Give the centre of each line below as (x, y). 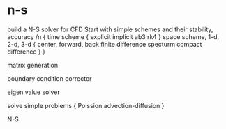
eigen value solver (34, 92)
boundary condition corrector (50, 78)
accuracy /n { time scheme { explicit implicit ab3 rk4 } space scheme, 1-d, (113, 36)
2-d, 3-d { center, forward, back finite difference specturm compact (105, 44)
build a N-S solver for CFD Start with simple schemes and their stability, (110, 29)
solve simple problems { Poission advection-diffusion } (86, 105)
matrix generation (33, 65)
